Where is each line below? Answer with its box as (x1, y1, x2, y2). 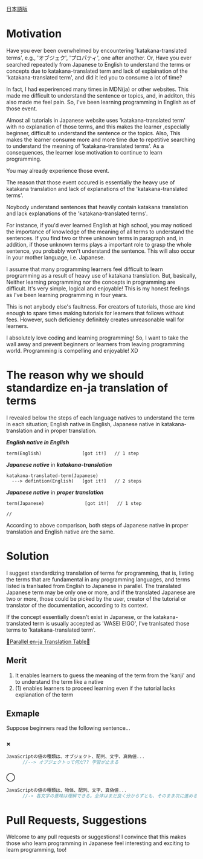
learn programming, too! (6, 846, 66, 854)
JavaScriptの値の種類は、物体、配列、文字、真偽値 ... (6, 787, 127, 793)
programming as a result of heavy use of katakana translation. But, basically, (6, 272, 197, 279)
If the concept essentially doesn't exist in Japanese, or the (6, 613, 152, 620)
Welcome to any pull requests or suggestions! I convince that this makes (6, 833, 187, 841)
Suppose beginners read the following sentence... (6, 724, 130, 732)
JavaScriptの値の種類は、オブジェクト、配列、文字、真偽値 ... (6, 754, 145, 760)
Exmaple (6, 709, 40, 719)
